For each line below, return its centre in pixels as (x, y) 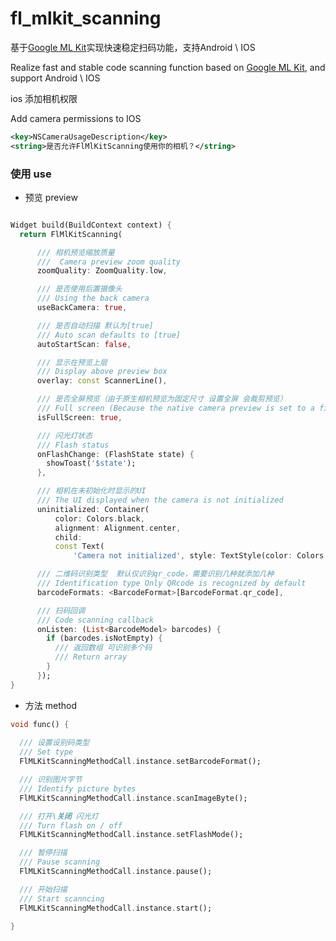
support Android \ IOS (55, 78)
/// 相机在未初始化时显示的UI (91, 491)
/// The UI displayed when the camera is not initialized (160, 500)
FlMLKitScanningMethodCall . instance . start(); (116, 908)
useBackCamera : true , (82, 308)
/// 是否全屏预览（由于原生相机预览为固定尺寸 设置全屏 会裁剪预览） (162, 399)
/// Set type (46, 752)
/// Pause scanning (60, 862)
